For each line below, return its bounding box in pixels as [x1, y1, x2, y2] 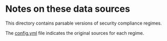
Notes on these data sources [5, 3, 131, 15]
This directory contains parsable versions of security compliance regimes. [5, 20, 162, 26]
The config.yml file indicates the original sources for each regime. [5, 30, 144, 36]
